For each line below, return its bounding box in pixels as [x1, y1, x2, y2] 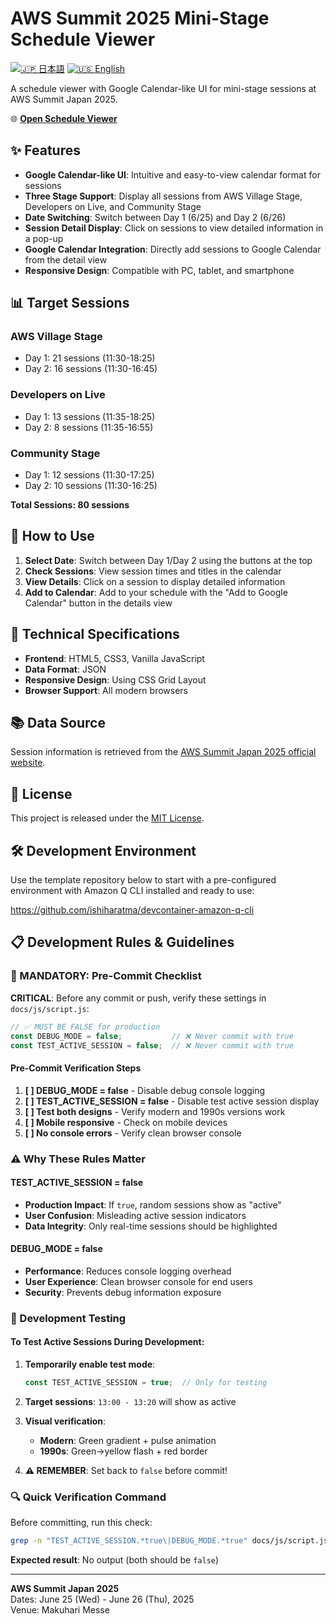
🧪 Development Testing [10, 1311, 127, 1325]
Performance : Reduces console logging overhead [24, 1265, 232, 1277]
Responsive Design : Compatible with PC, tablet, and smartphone [24, 264, 295, 276]
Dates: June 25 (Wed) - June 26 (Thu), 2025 [10, 1593, 195, 1606]
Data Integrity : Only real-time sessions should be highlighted [24, 1220, 278, 1232]
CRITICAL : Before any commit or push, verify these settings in [10, 992, 267, 1004]
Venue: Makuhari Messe [10, 1604, 110, 1616]
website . [10, 757, 46, 769]
